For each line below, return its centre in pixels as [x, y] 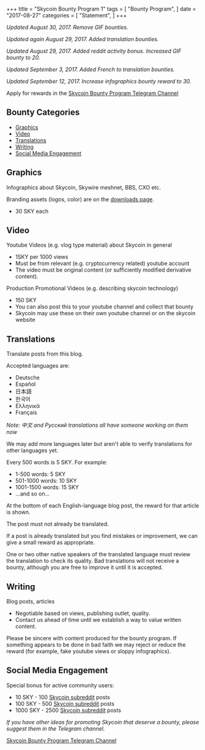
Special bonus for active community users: [60, 685]
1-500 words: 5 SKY [40, 474]
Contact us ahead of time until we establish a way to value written [98, 620]
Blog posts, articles [31, 602]
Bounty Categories [43, 113]
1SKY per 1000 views [42, 257]
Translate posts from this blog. [45, 354]
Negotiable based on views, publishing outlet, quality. [83, 613]
